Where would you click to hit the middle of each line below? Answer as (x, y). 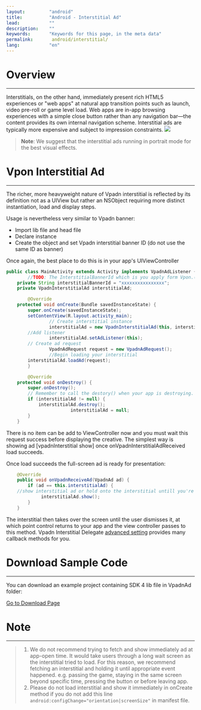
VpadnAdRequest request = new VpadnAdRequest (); (110, 349)
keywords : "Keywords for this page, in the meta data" (84, 34)
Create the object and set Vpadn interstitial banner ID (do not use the (100, 243)
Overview (31, 75)
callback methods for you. (38, 538)
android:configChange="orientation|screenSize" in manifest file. (110, 700)
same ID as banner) (39, 249)
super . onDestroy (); (52, 388)
